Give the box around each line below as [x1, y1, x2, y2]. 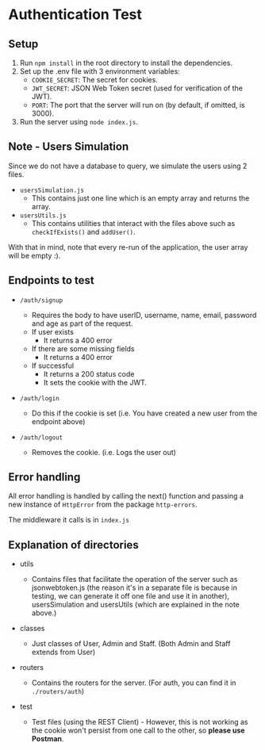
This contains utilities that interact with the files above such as [31, 218, 236, 228]
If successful [31, 361, 74, 370]
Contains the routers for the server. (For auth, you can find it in [31, 678, 236, 687]
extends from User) [31, 648, 96, 657]
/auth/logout [19, 434, 63, 442]
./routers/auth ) [31, 687, 85, 696]
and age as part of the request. [31, 319, 133, 328]
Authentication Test [8, 6, 143, 24]
